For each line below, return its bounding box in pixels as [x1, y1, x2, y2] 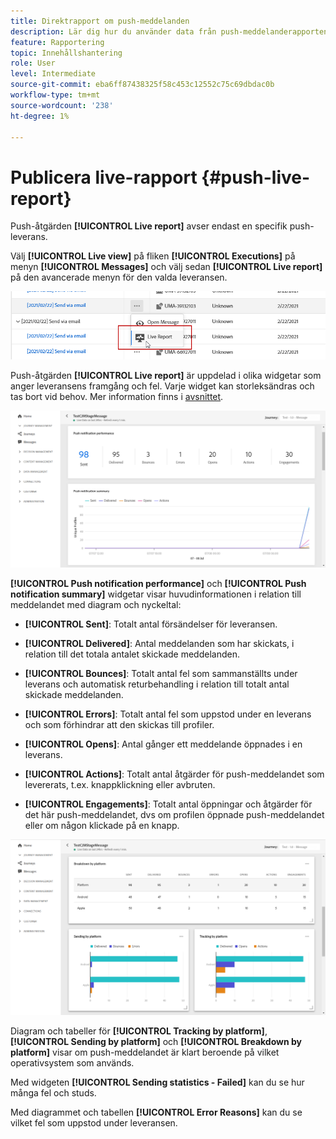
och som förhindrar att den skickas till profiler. [24, 718, 215, 730]
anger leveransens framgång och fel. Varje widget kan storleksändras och [10, 380, 315, 392]
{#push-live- [201, 166, 311, 189]
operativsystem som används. [10, 1056, 135, 1069]
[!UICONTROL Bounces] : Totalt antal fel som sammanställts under [24, 667, 298, 679]
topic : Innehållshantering [10, 48, 123, 58]
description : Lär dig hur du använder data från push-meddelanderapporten [10, 26, 329, 37]
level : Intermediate [10, 69, 97, 79]
